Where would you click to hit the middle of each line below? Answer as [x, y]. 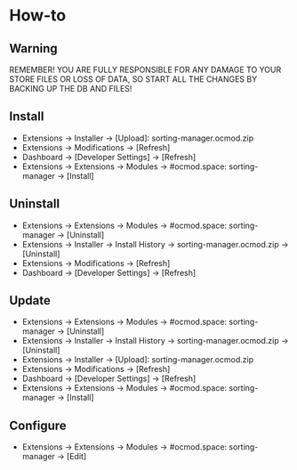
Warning [33, 49]
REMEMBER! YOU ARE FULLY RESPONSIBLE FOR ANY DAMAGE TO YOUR [145, 69]
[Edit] [76, 457]
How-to [38, 16]
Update [30, 300]
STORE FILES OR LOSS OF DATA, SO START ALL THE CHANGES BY [133, 79]
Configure [38, 425]
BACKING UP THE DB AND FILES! [71, 89]
